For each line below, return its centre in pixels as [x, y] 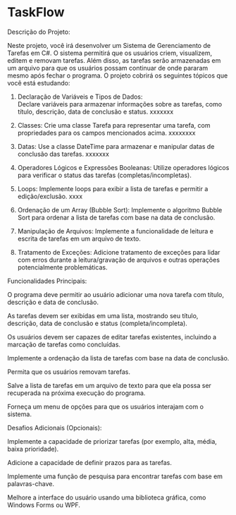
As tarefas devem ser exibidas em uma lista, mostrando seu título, [103, 315]
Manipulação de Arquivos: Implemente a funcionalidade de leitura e [115, 231]
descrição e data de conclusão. [53, 302]
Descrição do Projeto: [39, 32]
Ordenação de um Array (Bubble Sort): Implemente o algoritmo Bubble [120, 210]
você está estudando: [39, 83]
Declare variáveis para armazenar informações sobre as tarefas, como [120, 104]
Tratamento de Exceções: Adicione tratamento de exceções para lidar [119, 252]
